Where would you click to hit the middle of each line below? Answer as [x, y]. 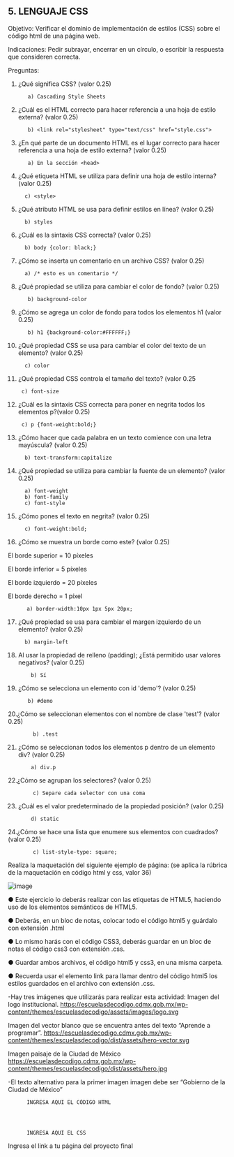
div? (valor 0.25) [41, 755]
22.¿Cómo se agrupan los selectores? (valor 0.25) [80, 780]
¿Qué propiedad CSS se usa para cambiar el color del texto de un [112, 345]
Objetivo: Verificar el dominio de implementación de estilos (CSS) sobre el [114, 28]
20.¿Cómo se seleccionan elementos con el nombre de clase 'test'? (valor [114, 714]
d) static [45, 819]
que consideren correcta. [44, 57]
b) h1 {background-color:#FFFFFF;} [79, 332]
